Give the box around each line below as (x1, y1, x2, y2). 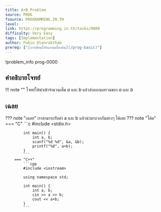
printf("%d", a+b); (32, 144, 73, 149)
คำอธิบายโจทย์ (5, 74, 41, 82)
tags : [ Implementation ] (5, 36, 55, 41)
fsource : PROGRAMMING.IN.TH (5, 17, 64, 22)
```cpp (23, 162, 37, 167)
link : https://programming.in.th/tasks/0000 (5, 26, 100, 31)
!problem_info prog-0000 (5, 59, 58, 65)
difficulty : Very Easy (5, 31, 53, 36)
